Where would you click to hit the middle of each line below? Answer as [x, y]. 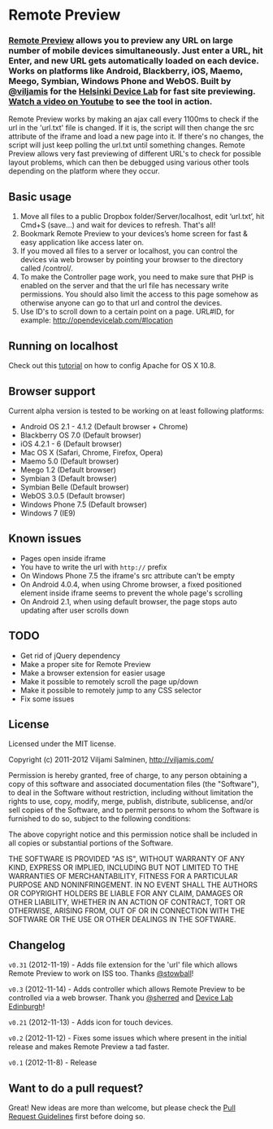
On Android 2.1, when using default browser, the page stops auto [128, 601]
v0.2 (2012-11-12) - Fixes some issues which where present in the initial [128, 1038]
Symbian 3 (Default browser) [69, 478]
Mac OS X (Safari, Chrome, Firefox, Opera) [92, 452]
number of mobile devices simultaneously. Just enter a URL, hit [136, 51]
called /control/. [46, 268]
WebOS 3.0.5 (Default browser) [73, 495]
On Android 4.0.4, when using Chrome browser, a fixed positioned [131, 584]
